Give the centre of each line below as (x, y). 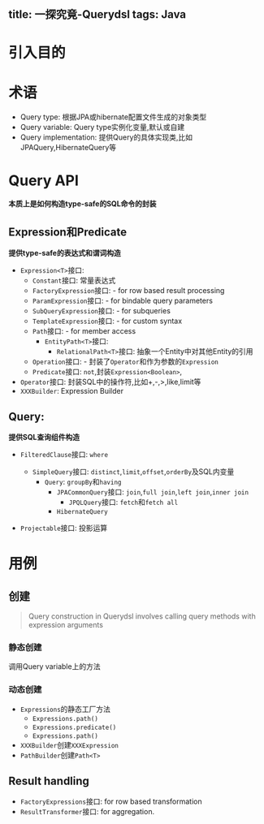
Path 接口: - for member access (84, 331)
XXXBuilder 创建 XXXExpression (69, 744)
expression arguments (66, 625)
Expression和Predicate (68, 232)
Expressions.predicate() (74, 727)
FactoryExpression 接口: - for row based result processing (128, 291)
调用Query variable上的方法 (54, 667)
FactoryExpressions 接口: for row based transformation (111, 801)
